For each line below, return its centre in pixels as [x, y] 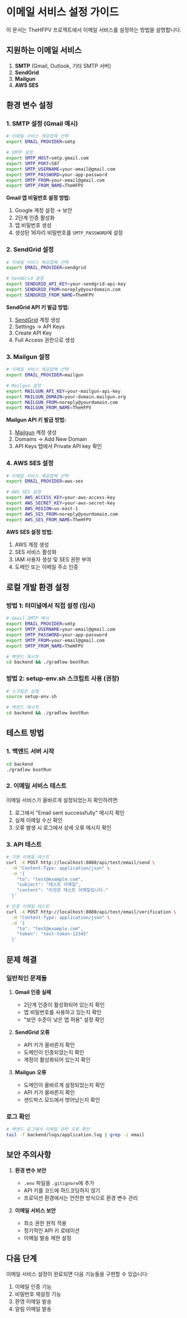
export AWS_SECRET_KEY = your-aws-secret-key [61, 503]
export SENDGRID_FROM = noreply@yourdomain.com [63, 290]
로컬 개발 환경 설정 [38, 587]
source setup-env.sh [32, 697]
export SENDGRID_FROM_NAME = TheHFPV [50, 295]
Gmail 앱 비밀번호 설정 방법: [38, 198]
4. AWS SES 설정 [30, 463]
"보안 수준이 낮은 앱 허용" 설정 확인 [64, 1019]
